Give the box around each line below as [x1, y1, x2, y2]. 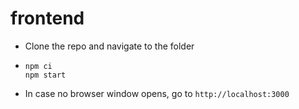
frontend [10, 7, 85, 30]
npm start [24, 70, 67, 80]
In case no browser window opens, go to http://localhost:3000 [24, 87, 290, 99]
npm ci [24, 61, 53, 71]
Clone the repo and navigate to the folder [24, 40, 195, 52]
